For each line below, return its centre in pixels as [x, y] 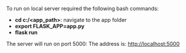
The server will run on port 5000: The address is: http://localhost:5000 [93, 44]
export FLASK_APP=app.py [49, 26]
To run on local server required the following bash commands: [83, 9]
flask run [26, 32]
